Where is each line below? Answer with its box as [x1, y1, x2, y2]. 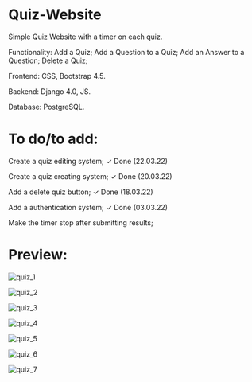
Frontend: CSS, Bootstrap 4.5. [8, 71, 106, 80]
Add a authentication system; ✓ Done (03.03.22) [8, 202, 169, 212]
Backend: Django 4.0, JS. [8, 86, 91, 96]
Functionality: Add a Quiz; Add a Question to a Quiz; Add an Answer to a [8, 47, 245, 57]
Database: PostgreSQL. [8, 102, 85, 111]
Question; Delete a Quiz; [8, 56, 88, 65]
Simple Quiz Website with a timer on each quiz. [8, 32, 163, 41]
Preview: [8, 246, 68, 264]
